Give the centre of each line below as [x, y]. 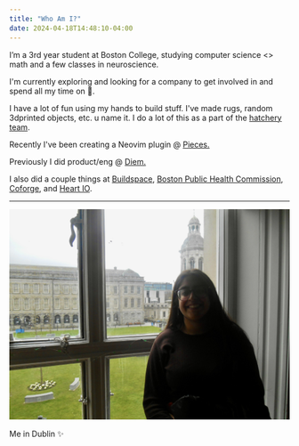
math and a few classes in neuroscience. [84, 64]
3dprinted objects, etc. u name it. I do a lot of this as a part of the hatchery [145, 118]
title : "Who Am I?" [45, 19]
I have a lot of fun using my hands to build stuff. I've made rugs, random [141, 108]
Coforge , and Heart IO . [51, 188]
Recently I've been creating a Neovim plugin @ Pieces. [110, 144]
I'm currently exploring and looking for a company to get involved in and [141, 81]
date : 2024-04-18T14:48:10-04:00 [71, 28]
